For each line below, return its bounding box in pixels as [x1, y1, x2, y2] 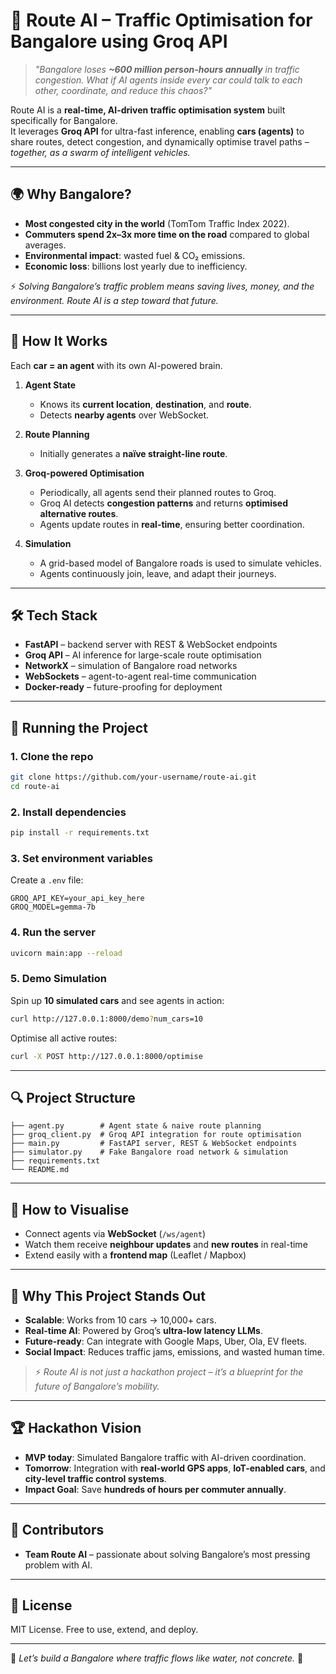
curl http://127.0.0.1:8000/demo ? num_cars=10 [10, 1014, 203, 1024]
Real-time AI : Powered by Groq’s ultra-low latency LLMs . [24, 1324, 263, 1336]
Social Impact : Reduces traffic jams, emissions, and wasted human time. [24, 1345, 325, 1358]
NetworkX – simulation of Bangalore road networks [24, 660, 238, 672]
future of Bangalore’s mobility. [34, 1380, 160, 1392]
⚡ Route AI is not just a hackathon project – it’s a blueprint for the [34, 1365, 304, 1378]
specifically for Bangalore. [10, 114, 118, 126]
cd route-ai [10, 781, 60, 791]
